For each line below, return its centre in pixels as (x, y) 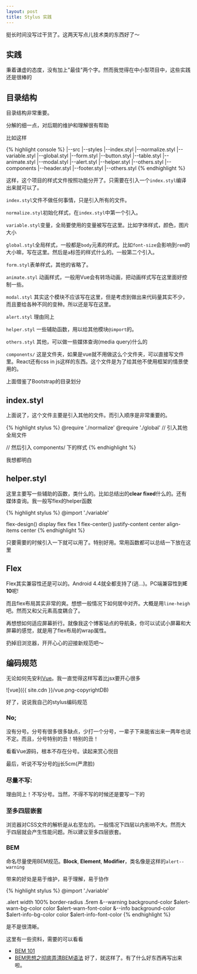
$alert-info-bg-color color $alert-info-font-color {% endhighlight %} (89, 914)
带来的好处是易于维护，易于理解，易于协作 (57, 879)
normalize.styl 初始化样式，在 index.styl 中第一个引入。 (74, 213)
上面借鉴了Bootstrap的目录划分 (44, 382)
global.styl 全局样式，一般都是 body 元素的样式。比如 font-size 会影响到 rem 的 (98, 245)
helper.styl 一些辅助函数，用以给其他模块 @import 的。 (72, 329)
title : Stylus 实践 (29, 17)
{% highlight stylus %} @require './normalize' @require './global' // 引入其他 (97, 427)
